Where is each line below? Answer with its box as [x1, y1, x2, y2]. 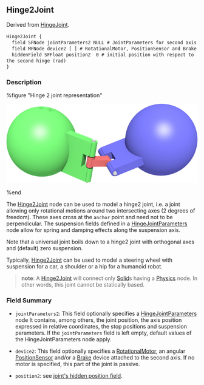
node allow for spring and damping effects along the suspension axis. [6, 226, 181, 233]
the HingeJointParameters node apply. [15, 336, 112, 343]
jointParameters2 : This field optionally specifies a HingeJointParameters [15, 310, 197, 318]
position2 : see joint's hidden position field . [15, 372, 123, 380]
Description [6, 78, 42, 86]
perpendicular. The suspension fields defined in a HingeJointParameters [6, 220, 188, 227]
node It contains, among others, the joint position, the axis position [15, 316, 182, 324]
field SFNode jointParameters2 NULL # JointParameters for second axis [12, 39, 197, 46]
